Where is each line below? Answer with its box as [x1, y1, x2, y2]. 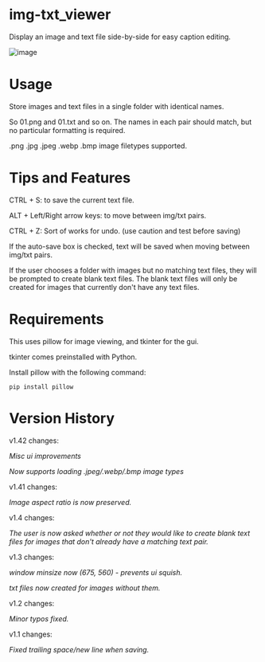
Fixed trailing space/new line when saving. [9, 644, 150, 654]
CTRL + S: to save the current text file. [9, 195, 134, 205]
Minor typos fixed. [9, 613, 69, 623]
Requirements [9, 311, 104, 328]
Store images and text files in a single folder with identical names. [9, 101, 224, 111]
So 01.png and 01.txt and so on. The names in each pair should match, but [9, 117, 252, 127]
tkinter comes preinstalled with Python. [9, 352, 138, 362]
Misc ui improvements [9, 451, 82, 460]
